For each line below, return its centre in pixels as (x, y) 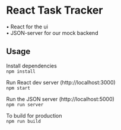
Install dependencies (32, 66)
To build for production (34, 115)
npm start (18, 88)
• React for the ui (27, 27)
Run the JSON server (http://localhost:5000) (60, 99)
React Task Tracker (55, 10)
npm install (21, 71)
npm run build (24, 121)
